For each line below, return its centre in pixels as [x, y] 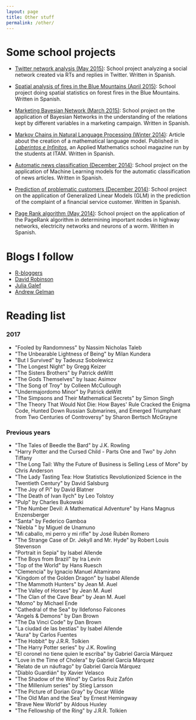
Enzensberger [32, 515]
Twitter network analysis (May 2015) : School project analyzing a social [101, 68]
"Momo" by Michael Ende [46, 603]
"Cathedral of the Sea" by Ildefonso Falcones [70, 609]
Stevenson [28, 546]
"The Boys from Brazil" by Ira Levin [58, 559]
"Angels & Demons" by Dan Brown [57, 616]
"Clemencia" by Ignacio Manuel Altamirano [67, 572]
